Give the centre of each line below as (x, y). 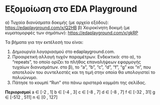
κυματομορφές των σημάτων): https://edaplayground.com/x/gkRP (72, 33)
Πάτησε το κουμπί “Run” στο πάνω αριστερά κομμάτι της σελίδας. (79, 82)
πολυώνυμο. (25, 77)
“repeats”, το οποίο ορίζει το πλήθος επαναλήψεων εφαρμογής (76, 62)
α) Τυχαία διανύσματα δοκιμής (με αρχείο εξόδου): (57, 22)
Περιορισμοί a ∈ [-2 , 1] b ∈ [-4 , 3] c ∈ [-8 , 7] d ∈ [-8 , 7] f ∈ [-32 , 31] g (80, 92)
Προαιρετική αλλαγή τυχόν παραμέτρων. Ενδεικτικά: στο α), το (76, 56)
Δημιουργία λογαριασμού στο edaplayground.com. (63, 52)
